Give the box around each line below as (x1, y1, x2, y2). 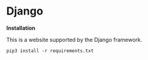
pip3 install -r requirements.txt (6, 47, 94, 54)
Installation (6, 24, 35, 32)
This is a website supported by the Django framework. (6, 36, 143, 43)
